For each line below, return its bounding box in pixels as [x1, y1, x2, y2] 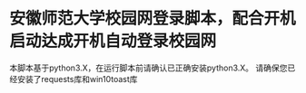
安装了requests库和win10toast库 [16, 73, 138, 84]
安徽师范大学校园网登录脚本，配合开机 [9, 8, 297, 29]
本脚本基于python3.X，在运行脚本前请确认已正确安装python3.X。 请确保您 [9, 62, 288, 73]
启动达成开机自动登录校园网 [9, 31, 217, 51]
